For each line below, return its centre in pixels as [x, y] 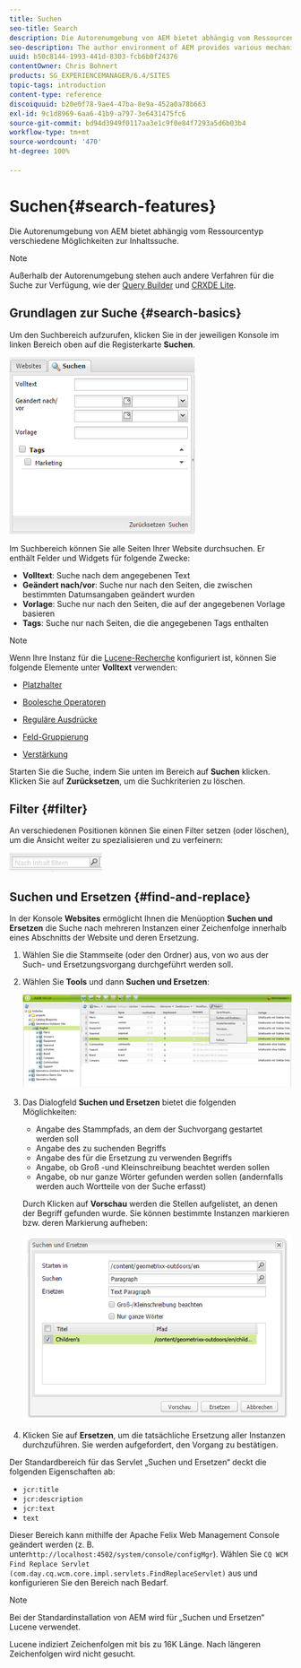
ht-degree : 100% [39, 152]
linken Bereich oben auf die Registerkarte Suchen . [102, 344]
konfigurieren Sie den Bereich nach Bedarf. [89, 1582]
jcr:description [52, 1499]
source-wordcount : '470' [56, 142]
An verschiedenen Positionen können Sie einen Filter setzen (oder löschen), [149, 830]
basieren [39, 613]
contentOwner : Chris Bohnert [64, 66]
